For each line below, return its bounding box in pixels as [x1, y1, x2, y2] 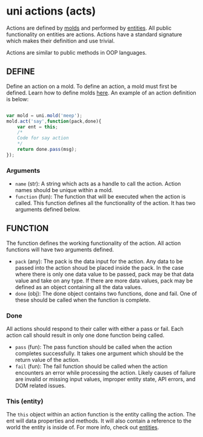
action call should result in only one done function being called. [6, 332, 165, 339]
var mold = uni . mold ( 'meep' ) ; [6, 112, 83, 119]
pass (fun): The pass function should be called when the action [15, 344, 173, 351]
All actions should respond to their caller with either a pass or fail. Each [6, 325, 184, 333]
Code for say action [17, 135, 69, 141]
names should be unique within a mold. [15, 187, 113, 194]
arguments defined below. [15, 206, 81, 213]
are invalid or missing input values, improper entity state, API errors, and [15, 376, 196, 383]
